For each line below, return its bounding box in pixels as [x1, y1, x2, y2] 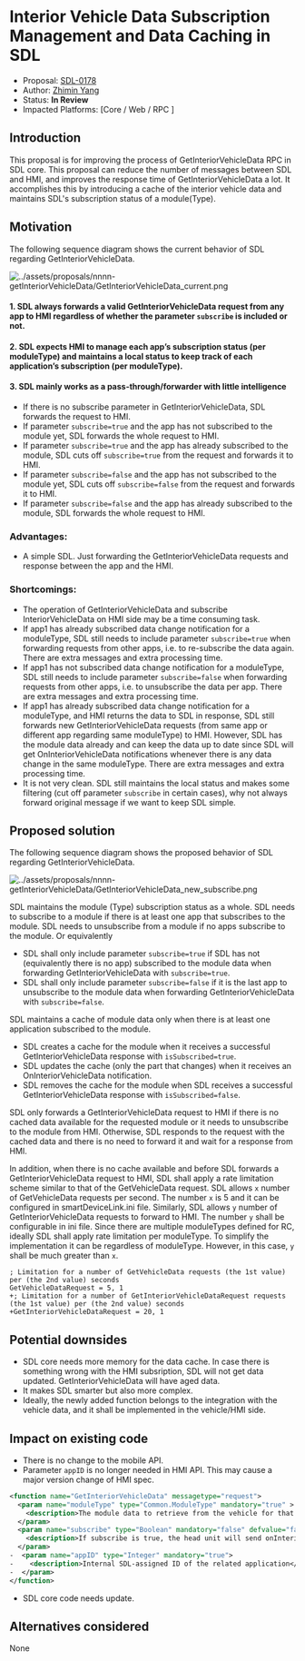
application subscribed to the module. [9, 1023, 152, 1034]
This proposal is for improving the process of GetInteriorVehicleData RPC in [9, 154, 292, 165]
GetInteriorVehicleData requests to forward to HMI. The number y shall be [9, 1211, 285, 1222]
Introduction [9, 130, 82, 146]
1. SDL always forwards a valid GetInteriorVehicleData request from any [9, 302, 284, 312]
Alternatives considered [9, 1619, 150, 1634]
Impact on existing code [9, 1430, 149, 1446]
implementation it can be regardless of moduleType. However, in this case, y [9, 1241, 295, 1251]
